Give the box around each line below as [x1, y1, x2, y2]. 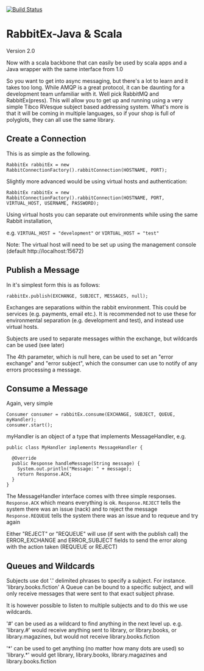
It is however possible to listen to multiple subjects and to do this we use [6, 602, 188, 609]
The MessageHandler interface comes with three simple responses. [6, 493, 177, 500]
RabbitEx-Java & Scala [6, 27, 123, 41]
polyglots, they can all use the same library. [6, 116, 116, 123]
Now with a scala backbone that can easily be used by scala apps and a [6, 58, 187, 66]
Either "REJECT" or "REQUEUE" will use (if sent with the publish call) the [6, 530, 189, 538]
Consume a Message [6, 384, 88, 394]
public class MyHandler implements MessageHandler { [6, 444, 143, 451]
